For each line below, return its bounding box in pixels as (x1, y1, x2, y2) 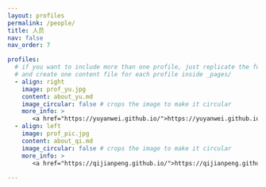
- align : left (14, 123, 61, 131)
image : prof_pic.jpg (21, 130, 90, 138)
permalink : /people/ (7, 19, 76, 27)
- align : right (14, 77, 65, 86)
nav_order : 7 (7, 41, 51, 49)
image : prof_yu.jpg (21, 85, 87, 93)
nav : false (7, 33, 44, 42)
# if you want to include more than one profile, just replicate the (14, 63, 249, 72)
